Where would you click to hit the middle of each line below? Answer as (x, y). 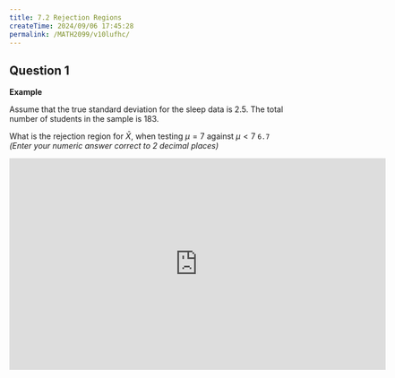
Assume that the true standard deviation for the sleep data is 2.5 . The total (146, 109)
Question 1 (39, 70)
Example (26, 92)
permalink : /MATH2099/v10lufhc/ (69, 34)
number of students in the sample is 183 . (84, 119)
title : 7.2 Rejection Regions (66, 17)
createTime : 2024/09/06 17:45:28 (72, 26)
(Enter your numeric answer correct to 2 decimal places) (114, 146)
